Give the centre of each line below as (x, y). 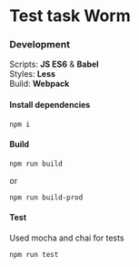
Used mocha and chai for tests (67, 238)
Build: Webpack (40, 84)
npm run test (34, 255)
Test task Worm (70, 16)
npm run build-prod (46, 198)
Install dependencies (50, 105)
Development (40, 45)
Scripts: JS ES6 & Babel (54, 64)
